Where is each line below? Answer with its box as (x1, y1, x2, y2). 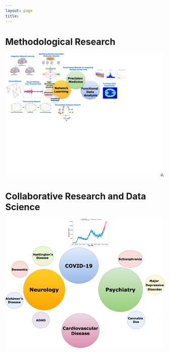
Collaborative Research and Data (5, 190, 146, 202)
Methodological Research (5, 36, 116, 48)
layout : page (5, 8, 33, 13)
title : (5, 13, 19, 19)
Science (5, 202, 40, 213)
